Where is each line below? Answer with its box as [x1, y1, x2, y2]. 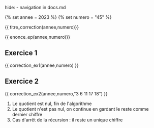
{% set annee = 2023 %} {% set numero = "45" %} [5, 14, 112, 20]
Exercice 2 [5, 77, 39, 86]
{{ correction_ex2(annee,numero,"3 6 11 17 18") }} [5, 90, 108, 96]
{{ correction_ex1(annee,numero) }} [5, 62, 79, 68]
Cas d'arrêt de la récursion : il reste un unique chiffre [12, 117, 123, 123]
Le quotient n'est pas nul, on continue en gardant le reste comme [12, 106, 149, 112]
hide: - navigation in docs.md [5, 5, 66, 10]
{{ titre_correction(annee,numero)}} [5, 24, 79, 30]
